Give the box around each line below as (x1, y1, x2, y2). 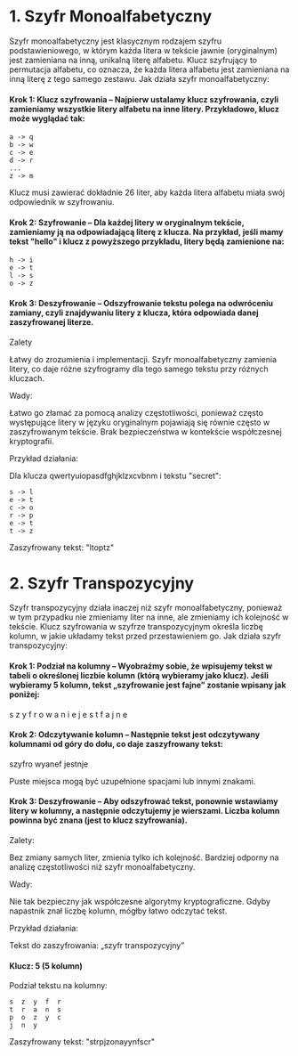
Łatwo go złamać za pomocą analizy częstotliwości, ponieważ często (9, 407, 264, 418)
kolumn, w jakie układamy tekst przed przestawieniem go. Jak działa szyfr (9, 630, 282, 642)
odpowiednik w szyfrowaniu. (9, 197, 115, 207)
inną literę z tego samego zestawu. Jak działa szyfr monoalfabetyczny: (9, 73, 270, 84)
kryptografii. (9, 435, 55, 446)
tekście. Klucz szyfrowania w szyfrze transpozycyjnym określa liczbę (9, 621, 264, 632)
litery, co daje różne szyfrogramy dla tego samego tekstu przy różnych (9, 363, 269, 374)
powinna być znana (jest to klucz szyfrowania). (9, 815, 189, 825)
